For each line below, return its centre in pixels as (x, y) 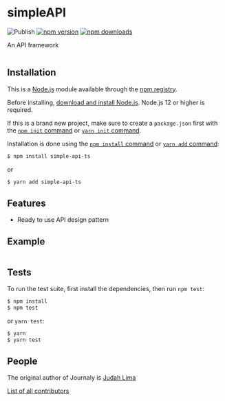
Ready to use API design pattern (63, 220)
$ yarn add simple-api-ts (44, 182)
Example (26, 241)
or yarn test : (26, 321)
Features (26, 203)
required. (20, 110)
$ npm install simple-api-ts (49, 156)
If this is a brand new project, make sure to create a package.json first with (112, 123)
